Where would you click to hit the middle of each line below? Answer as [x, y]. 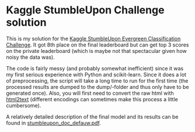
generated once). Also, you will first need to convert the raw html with [90, 93]
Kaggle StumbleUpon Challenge [85, 10]
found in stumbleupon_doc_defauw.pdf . [53, 123]
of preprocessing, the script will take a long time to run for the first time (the [97, 81]
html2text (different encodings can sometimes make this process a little [92, 99]
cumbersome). [24, 105]
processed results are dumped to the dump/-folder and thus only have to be [97, 87]
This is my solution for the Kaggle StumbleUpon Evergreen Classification [93, 38]
